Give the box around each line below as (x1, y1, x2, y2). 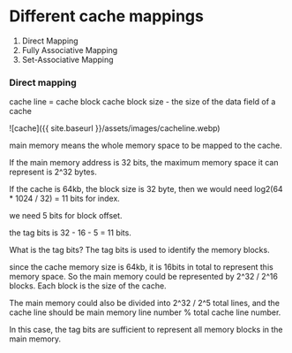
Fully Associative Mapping (21, 44, 118, 55)
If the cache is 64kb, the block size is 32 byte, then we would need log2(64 (9, 184, 284, 195)
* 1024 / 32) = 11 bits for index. (9, 193, 121, 204)
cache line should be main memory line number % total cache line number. (9, 307, 281, 318)
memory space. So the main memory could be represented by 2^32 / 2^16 (9, 272, 278, 282)
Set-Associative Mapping (21, 54, 114, 65)
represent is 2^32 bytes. (9, 166, 97, 178)
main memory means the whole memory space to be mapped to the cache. (9, 140, 282, 151)
